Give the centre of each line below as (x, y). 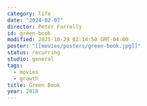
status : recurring (34, 53)
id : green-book (29, 33)
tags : (15, 66)
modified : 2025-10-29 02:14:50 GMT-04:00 (68, 40)
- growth (26, 78)
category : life (29, 14)
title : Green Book (34, 85)
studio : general (31, 59)
